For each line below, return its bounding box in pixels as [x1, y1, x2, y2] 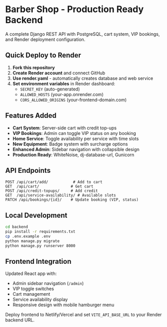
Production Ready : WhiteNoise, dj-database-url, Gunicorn [12, 152, 135, 158]
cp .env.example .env [5, 233, 51, 239]
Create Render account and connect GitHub [12, 70, 105, 76]
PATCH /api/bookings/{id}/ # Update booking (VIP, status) [5, 197, 139, 203]
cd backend [5, 224, 28, 229]
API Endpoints [5, 166, 51, 175]
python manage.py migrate [5, 239, 60, 244]
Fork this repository [12, 64, 55, 70]
